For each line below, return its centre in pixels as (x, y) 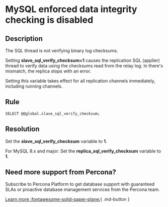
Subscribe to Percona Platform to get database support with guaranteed (80, 184)
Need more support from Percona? (61, 172)
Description (24, 39)
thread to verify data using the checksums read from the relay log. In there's (84, 66)
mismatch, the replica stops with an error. (48, 71)
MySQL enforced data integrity (71, 9)
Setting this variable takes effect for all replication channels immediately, (80, 81)
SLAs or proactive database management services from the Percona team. (82, 189)
